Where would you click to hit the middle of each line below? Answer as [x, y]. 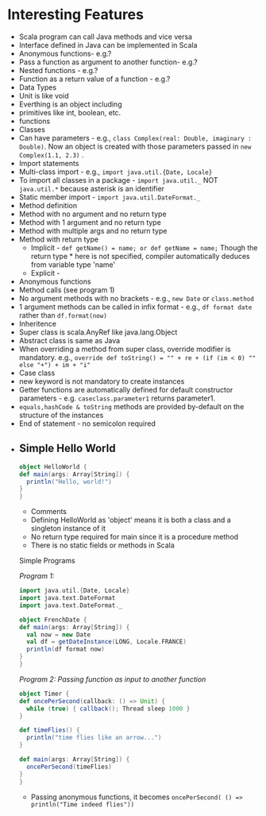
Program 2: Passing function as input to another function [112, 679]
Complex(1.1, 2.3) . [51, 155]
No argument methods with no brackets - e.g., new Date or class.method [137, 298]
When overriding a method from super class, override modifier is [125, 349]
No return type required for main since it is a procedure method [135, 537]
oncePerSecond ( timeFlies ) [69, 767]
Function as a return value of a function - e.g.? [94, 79]
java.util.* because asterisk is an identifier [91, 188]
